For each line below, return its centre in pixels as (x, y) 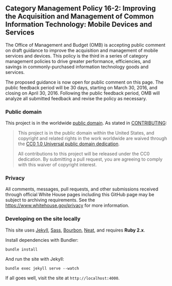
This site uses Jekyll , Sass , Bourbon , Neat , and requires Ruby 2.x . (75, 230)
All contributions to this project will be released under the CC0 (84, 154)
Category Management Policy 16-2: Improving (81, 8)
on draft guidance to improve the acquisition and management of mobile (82, 50)
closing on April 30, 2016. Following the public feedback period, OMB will (83, 93)
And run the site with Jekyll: (35, 259)
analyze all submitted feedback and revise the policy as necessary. (76, 98)
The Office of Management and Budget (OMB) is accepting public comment (85, 45)
